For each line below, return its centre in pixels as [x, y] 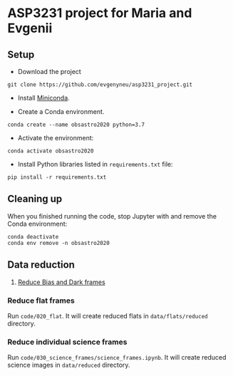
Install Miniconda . [43, 98]
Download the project [50, 72]
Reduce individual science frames [67, 342]
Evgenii [30, 28]
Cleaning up [35, 199]
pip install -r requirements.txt [57, 177]
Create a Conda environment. [61, 111]
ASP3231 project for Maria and [100, 13]
